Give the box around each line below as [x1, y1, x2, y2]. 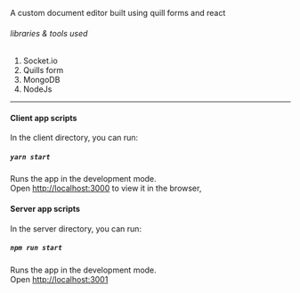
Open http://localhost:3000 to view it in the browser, [10, 183, 202, 194]
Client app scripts [10, 112, 77, 123]
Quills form [22, 65, 64, 76]
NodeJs [22, 84, 53, 94]
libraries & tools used [10, 28, 88, 38]
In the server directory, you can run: [10, 223, 142, 234]
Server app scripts [10, 203, 81, 214]
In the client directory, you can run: [10, 133, 139, 143]
